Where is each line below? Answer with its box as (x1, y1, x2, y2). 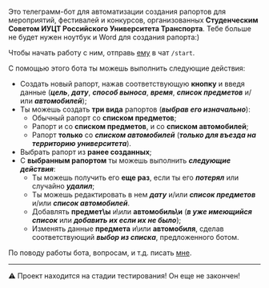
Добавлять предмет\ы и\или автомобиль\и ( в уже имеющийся (31, 207, 252, 216)
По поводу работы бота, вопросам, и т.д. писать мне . (8, 248, 192, 258)
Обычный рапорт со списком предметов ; (31, 113, 177, 123)
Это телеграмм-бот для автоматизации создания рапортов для (8, 7, 227, 16)
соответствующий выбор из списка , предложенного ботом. (31, 233, 239, 241)
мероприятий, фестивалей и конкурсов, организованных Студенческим (8, 15, 259, 25)
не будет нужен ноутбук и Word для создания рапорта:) (8, 32, 200, 42)
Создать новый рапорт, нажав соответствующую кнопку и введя (19, 79, 246, 88)
